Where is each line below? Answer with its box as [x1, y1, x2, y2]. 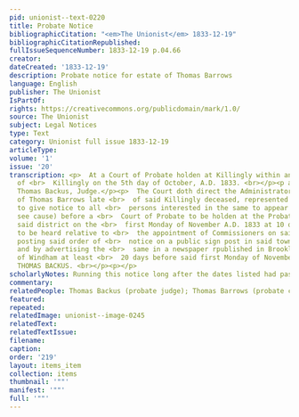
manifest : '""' [9, 386, 66, 395]
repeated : [9, 303, 46, 312]
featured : [9, 295, 46, 304]
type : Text [9, 129, 50, 138]
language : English [9, 79, 77, 88]
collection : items [9, 369, 77, 379]
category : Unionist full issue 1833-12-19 [9, 137, 169, 146]
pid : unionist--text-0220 [9, 12, 105, 22]
